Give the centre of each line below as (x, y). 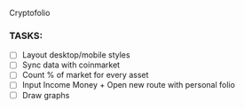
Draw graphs (46, 95)
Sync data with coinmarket (71, 65)
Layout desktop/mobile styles (76, 55)
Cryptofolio (30, 13)
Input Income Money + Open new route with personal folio (128, 85)
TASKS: (26, 35)
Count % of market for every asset (85, 75)
